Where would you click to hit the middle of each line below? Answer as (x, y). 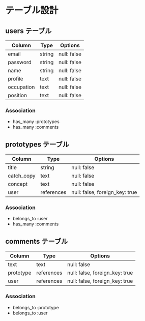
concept (18, 184)
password (20, 62)
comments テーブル (37, 241)
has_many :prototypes (36, 122)
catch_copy (22, 176)
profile (16, 79)
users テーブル (28, 31)
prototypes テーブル (37, 144)
